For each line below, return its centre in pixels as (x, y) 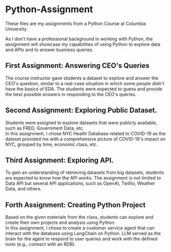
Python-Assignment (49, 9)
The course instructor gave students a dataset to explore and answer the (82, 78)
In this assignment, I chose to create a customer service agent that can (80, 228)
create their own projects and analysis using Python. (60, 222)
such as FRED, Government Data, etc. (45, 128)
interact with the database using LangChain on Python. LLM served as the (83, 234)
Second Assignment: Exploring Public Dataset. (81, 110)
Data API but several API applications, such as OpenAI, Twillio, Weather (80, 183)
